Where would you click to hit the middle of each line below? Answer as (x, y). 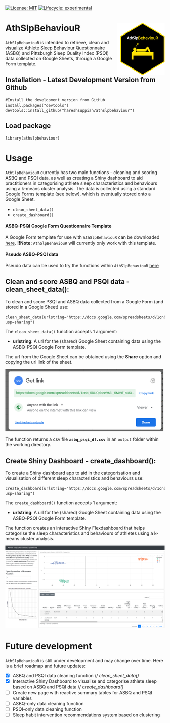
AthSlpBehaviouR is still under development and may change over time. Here (84, 660)
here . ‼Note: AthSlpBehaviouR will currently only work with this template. (81, 243)
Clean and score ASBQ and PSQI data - (68, 282)
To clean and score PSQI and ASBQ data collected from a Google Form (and (84, 301)
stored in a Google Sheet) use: (37, 307)
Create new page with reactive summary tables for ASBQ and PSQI (82, 692)
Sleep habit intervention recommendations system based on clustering (86, 715)
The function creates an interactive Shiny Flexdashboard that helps (75, 528)
